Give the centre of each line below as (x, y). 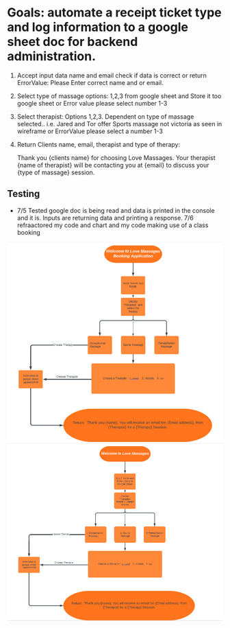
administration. (52, 57)
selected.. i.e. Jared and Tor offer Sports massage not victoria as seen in (119, 124)
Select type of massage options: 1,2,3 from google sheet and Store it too (119, 96)
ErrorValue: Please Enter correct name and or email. (90, 82)
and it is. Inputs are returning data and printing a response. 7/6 (105, 218)
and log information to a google (98, 27)
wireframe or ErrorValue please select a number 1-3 (90, 131)
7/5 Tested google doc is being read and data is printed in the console (116, 210)
